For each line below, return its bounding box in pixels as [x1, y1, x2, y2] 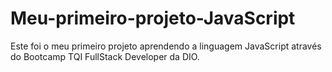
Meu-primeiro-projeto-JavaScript [10, 7, 296, 30]
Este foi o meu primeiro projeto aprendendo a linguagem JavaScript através [10, 40, 322, 52]
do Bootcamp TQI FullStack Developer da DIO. [10, 50, 200, 62]
